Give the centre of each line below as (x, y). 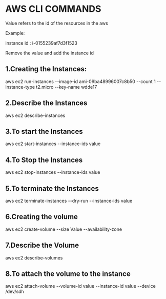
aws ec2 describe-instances (35, 115)
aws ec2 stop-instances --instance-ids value (53, 172)
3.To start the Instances (44, 131)
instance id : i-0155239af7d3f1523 (42, 43)
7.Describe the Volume (42, 245)
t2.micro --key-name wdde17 (66, 87)
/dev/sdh (15, 292)
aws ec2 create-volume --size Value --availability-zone (64, 229)
